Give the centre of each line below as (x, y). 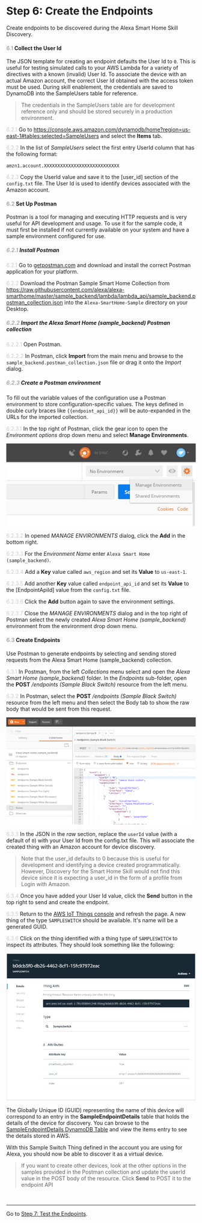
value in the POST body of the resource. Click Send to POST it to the (106, 1178)
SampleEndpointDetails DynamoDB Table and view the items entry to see (97, 1129)
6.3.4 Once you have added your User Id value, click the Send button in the (99, 896)
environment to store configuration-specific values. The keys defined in (95, 404)
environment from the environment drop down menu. (72, 626)
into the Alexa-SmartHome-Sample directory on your (126, 303)
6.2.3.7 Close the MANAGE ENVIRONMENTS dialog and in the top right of (97, 614)
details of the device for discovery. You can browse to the (78, 1123)
